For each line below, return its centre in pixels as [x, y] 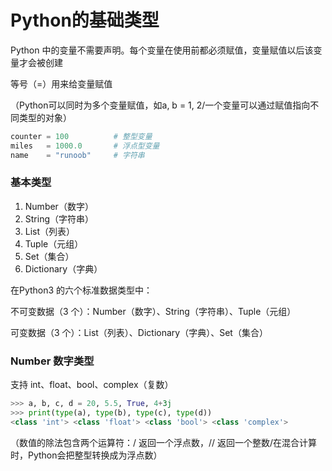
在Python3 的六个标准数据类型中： [81, 290]
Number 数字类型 [52, 361]
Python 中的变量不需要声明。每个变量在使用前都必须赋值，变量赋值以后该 [162, 50]
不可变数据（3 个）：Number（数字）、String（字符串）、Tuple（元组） [153, 311]
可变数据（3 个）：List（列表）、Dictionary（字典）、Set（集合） [139, 332]
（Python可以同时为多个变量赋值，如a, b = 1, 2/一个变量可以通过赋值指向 [160, 105]
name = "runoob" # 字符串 [77, 155]
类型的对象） [45, 117]
